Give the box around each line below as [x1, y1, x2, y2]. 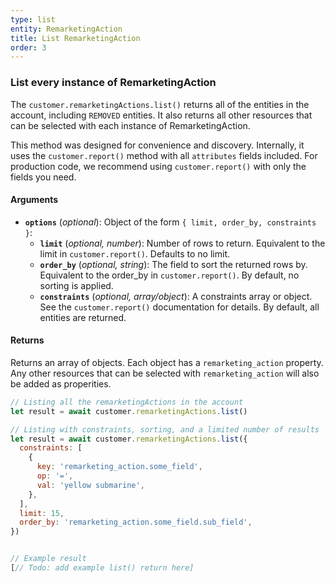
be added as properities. [10, 377, 112, 390]
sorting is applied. [39, 279, 114, 291]
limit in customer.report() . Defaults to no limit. [39, 247, 230, 260]
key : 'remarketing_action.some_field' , [36, 462, 203, 472]
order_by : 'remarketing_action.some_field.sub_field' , [19, 517, 253, 528]
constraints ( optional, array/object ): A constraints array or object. [39, 290, 313, 302]
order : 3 [10, 42, 47, 53]
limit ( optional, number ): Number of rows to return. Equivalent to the [39, 237, 326, 249]
